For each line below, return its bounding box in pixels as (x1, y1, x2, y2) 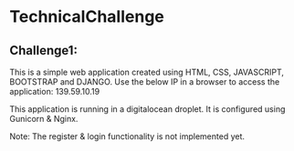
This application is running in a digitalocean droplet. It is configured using (9, 104, 286, 115)
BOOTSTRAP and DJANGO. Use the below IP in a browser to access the (9, 76, 280, 87)
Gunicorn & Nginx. (9, 114, 79, 124)
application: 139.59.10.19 (9, 86, 100, 96)
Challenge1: (9, 43, 78, 58)
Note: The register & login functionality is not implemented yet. (9, 131, 245, 142)
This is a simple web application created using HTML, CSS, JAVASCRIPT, (9, 66, 285, 77)
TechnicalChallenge (9, 6, 164, 27)
